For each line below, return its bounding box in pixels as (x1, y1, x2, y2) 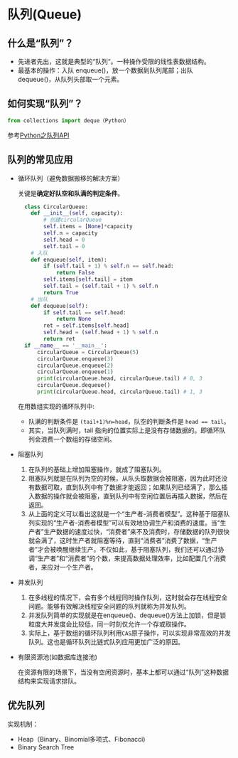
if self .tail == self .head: (43, 309, 126, 316)
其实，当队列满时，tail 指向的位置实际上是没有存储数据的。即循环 (28, 426, 220, 434)
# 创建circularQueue (43, 216, 102, 224)
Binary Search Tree (17, 742, 75, 751)
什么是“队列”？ (7, 37, 74, 49)
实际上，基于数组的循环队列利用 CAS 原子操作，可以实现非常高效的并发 (28, 629, 232, 637)
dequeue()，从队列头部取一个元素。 (17, 75, 124, 83)
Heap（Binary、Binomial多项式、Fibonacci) (17, 735, 146, 743)
